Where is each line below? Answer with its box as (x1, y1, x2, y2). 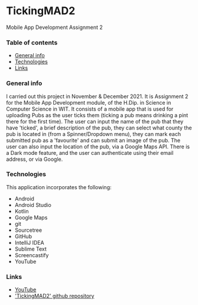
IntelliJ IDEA (14, 239, 44, 246)
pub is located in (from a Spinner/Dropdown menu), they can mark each (6, 130, 181, 137)
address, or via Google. (6, 155, 63, 163)
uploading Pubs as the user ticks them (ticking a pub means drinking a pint (6, 111, 189, 119)
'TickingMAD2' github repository (14, 293, 95, 300)
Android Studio (14, 201, 51, 208)
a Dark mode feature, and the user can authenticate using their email (6, 149, 174, 156)
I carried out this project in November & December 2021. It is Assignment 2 (6, 93, 189, 100)
